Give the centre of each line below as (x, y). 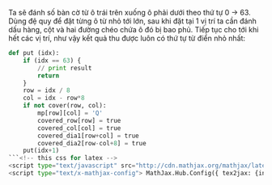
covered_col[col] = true (79, 128)
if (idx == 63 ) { (52, 61)
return (49, 76)
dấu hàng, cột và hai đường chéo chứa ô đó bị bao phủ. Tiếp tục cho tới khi (134, 29)
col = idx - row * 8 (54, 98)
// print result (65, 68)
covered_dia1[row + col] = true (88, 136)
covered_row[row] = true (79, 120)
